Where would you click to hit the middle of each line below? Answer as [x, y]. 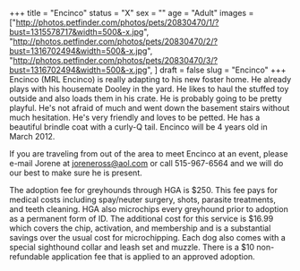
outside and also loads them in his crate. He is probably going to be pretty [146, 98]
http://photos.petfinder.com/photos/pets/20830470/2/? [115, 41]
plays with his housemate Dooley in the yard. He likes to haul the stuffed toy [149, 89]
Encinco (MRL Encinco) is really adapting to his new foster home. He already [150, 79]
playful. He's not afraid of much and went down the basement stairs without [150, 108]
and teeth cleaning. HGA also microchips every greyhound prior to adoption [149, 209]
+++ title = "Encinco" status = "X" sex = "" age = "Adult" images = [132, 13]
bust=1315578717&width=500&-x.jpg [77, 32]
